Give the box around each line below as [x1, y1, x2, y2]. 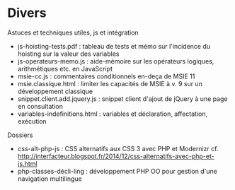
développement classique [17, 87, 93, 95]
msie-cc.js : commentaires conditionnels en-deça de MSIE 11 [17, 72, 195, 81]
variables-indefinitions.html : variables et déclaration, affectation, [17, 109, 207, 118]
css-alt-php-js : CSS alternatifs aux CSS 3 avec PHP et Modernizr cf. [17, 144, 219, 153]
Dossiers [7, 131, 33, 139]
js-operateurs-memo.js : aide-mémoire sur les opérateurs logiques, [17, 57, 214, 65]
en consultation [17, 102, 64, 110]
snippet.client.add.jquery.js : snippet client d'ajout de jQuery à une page [17, 94, 228, 103]
